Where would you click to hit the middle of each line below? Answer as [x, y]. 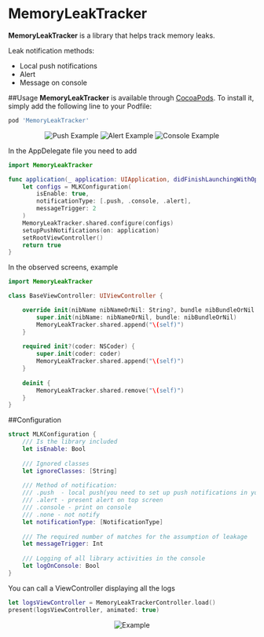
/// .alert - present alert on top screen [93, 500]
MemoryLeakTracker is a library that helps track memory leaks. [112, 35]
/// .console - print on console [77, 507]
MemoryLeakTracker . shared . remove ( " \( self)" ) [110, 390]
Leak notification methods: [51, 50]
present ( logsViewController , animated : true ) [84, 610]
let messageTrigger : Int [63, 544]
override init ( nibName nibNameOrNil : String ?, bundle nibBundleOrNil [139, 310]
